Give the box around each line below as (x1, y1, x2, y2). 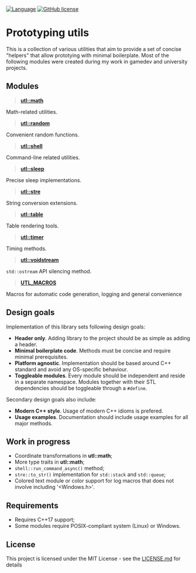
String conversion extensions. (6, 199, 78, 206)
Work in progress (6, 437, 70, 447)
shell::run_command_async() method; (14, 465, 105, 472)
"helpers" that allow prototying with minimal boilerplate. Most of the (6, 52, 170, 59)
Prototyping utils (6, 26, 90, 39)
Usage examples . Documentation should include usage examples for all (14, 413, 188, 420)
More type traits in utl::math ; (14, 458, 85, 465)
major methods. (14, 420, 53, 427)
